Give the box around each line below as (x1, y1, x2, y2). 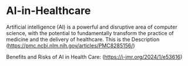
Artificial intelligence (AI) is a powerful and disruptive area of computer (6, 23, 177, 30)
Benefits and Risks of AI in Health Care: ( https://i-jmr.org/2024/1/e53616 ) (6, 53, 183, 60)
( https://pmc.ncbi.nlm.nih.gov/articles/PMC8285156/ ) (6, 42, 135, 49)
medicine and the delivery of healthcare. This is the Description (6, 36, 160, 43)
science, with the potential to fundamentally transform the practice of (6, 29, 174, 36)
